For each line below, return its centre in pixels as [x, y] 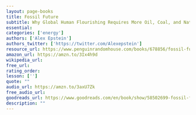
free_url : [18, 65]
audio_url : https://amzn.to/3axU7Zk [50, 87]
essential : [19, 28]
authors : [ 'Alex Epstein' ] [39, 38]
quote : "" [18, 82]
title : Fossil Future [32, 17]
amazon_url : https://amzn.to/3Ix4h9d [52, 55]
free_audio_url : [26, 92]
